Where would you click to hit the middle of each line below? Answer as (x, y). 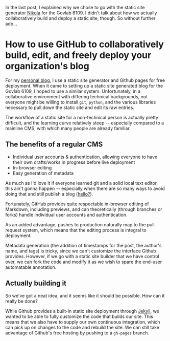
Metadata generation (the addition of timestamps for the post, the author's (83, 245)
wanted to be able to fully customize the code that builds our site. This (79, 316)
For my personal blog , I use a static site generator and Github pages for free (85, 80)
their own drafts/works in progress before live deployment (74, 162)
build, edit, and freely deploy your (78, 55)
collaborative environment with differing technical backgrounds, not (77, 96)
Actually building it (36, 283)
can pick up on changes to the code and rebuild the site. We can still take (82, 327)
